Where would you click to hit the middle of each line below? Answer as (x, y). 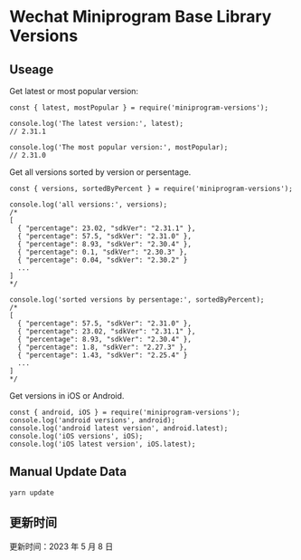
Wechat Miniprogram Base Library (141, 17)
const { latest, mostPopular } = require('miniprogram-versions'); (139, 108)
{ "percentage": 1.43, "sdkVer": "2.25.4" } (103, 355)
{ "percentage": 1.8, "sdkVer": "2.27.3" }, (103, 347)
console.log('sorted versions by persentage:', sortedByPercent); (137, 300)
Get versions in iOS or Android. (67, 396)
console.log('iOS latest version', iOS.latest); (103, 444)
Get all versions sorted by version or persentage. (100, 172)
